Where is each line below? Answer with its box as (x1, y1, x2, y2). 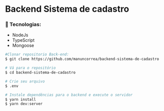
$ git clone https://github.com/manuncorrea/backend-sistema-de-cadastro (5, 56, 160, 62)
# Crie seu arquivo (5, 79, 45, 84)
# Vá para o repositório (5, 65, 56, 71)
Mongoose (12, 43, 34, 49)
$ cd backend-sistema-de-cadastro (5, 70, 76, 75)
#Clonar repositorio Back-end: (5, 52, 69, 57)
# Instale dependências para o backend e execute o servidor (5, 92, 133, 97)
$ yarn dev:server (5, 102, 43, 107)
